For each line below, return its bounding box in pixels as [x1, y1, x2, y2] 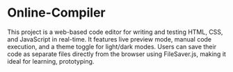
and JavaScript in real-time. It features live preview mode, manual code [7, 35, 212, 43]
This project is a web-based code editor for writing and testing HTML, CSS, [7, 28, 223, 36]
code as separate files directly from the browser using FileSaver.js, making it [7, 50, 226, 58]
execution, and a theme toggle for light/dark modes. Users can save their [7, 42, 217, 51]
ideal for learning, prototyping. [7, 57, 95, 65]
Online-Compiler [7, 5, 106, 21]
